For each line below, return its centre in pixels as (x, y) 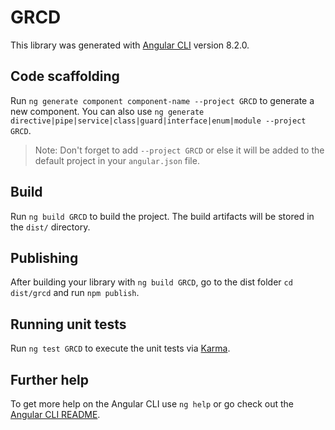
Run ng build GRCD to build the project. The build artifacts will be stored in (162, 216)
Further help (50, 379)
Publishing (44, 257)
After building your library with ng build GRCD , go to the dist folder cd (151, 282)
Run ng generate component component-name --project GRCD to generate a (162, 100)
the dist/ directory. (50, 227)
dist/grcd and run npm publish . (75, 293)
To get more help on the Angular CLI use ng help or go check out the (152, 404)
